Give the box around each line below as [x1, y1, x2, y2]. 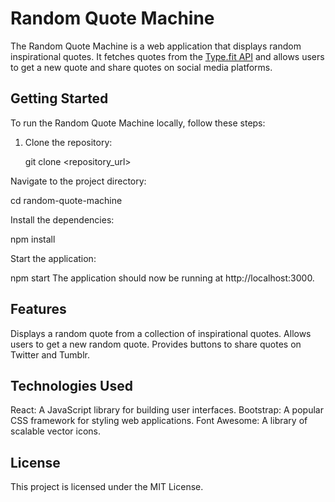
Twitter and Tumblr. [10, 348, 90, 361]
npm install [10, 233, 56, 245]
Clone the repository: [24, 136, 113, 148]
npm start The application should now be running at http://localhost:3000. [10, 272, 315, 284]
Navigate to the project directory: [10, 175, 147, 187]
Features [10, 301, 67, 318]
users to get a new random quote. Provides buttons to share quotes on [10, 338, 302, 350]
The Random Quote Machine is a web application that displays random [10, 40, 302, 52]
